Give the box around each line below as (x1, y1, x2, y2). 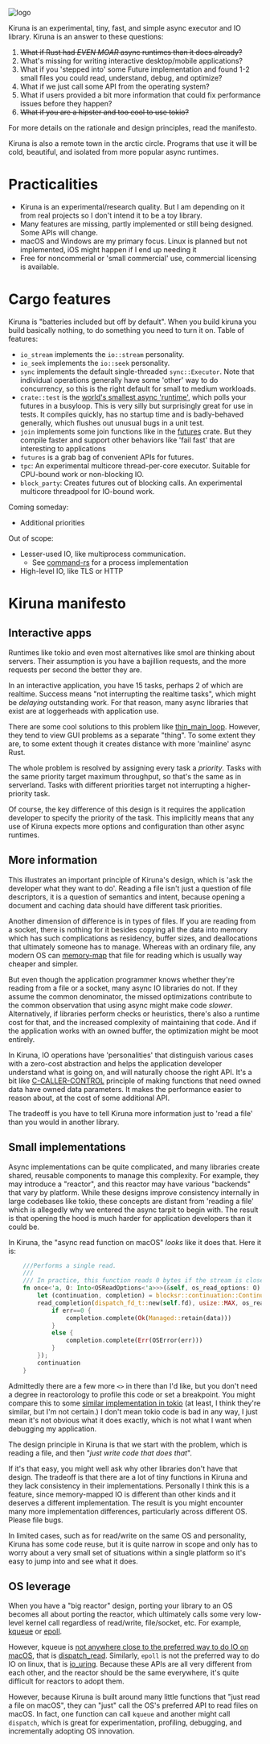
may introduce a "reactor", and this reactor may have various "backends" (8, 1179, 251, 1189)
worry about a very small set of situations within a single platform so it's (8, 1547, 247, 1557)
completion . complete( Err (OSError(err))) (65, 1336, 203, 1345)
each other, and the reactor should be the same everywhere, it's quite (8, 1668, 239, 1678)
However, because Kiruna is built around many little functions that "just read (8, 1692, 260, 1702)
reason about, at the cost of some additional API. (8, 1093, 170, 1102)
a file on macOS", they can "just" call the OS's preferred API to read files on (8, 1700, 259, 1710)
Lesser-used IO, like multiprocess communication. (19, 549, 186, 558)
